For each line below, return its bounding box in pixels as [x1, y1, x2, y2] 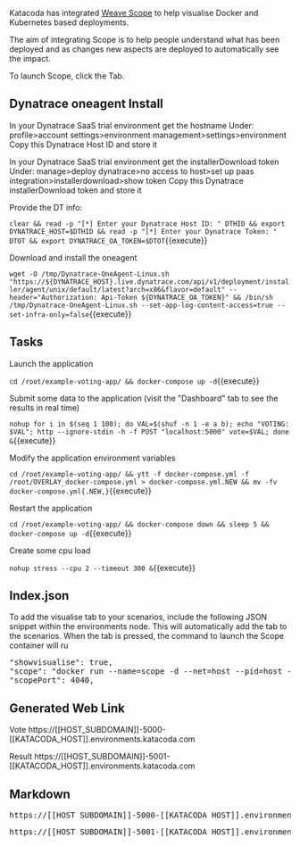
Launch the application [9, 358, 94, 369]
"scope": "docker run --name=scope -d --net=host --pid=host [9, 667, 283, 676]
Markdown [9, 786, 71, 801]
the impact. [9, 54, 51, 63]
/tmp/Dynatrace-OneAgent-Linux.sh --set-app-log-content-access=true [9, 301, 274, 310]
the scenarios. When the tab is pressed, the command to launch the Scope [9, 631, 284, 642]
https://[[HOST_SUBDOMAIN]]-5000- [28, 725, 167, 735]
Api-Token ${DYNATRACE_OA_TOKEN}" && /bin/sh [101, 293, 274, 302]
